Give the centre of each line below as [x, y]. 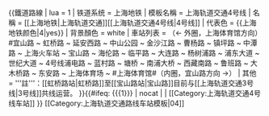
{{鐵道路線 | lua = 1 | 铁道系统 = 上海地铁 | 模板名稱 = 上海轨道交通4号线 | [130, 12]
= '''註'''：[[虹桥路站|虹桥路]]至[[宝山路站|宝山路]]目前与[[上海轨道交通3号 [131, 83]
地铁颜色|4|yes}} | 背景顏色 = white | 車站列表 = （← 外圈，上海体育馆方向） [135, 33]
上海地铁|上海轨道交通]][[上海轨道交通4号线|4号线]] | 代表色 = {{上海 [143, 23]
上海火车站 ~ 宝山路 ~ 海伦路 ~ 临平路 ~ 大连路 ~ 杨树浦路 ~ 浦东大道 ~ [142, 53]
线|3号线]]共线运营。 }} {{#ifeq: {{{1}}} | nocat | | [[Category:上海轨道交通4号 [134, 93]
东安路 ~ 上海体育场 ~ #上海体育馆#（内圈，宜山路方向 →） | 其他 [147, 73]
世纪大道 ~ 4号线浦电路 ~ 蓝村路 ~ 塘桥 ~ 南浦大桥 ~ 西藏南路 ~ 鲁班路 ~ [128, 63]
